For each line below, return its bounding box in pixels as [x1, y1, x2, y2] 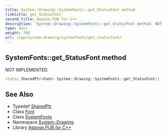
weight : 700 [5, 30, 30, 35]
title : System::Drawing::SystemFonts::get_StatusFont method [5, 7, 135, 12]
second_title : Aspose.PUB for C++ [5, 16, 77, 21]
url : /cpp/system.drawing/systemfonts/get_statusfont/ [5, 35, 122, 40]
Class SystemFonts [12, 114, 52, 120]
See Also [5, 90, 33, 99]
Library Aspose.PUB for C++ [12, 125, 71, 131]
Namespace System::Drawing [12, 119, 74, 125]
